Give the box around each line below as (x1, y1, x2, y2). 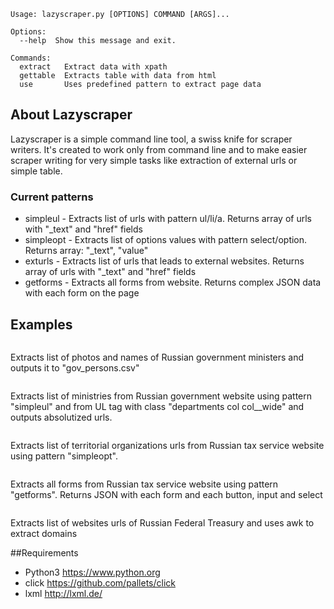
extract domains (10, 527, 78, 539)
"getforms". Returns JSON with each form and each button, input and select (10, 488, 323, 500)
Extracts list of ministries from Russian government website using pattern (10, 390, 313, 402)
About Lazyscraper (10, 106, 133, 124)
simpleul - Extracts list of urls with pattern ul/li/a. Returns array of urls (24, 213, 312, 225)
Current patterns (10, 190, 94, 204)
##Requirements (10, 546, 79, 559)
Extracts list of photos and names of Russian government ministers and (10, 351, 305, 363)
